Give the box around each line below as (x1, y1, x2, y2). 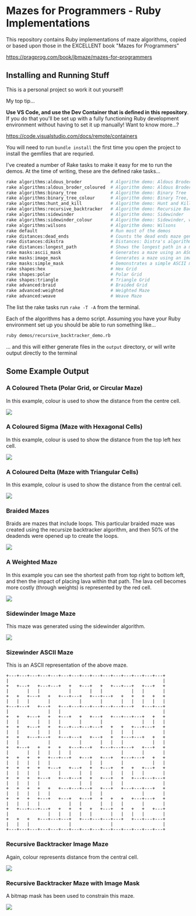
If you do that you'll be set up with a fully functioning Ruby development (6, 115, 179, 122)
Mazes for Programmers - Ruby (6, 4, 162, 18)
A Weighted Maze (6, 558, 58, 566)
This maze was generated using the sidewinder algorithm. (6, 623, 146, 630)
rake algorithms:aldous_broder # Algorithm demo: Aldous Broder (6, 179, 192, 185)
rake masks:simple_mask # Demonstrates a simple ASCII (6, 260, 187, 266)
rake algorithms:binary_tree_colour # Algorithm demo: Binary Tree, (6, 195, 190, 201)
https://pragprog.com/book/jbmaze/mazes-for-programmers (6, 53, 153, 60)
